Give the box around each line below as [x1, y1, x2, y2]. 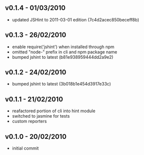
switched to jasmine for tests [12, 113, 70, 119]
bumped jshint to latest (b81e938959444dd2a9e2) [12, 54, 113, 60]
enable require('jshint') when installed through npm [12, 44, 115, 50]
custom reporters [12, 119, 47, 124]
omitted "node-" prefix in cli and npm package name [12, 49, 117, 55]
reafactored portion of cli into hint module [12, 108, 96, 114]
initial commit [12, 145, 39, 151]
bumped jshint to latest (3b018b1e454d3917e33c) [12, 81, 112, 87]
